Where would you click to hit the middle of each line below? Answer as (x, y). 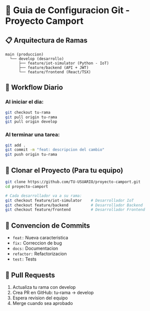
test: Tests (24, 259)
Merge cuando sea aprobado (43, 303)
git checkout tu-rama (28, 112)
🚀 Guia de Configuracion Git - (67, 10)
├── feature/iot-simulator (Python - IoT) (64, 63)
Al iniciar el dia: (24, 102)
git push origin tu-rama (31, 154)
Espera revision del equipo (40, 298)
